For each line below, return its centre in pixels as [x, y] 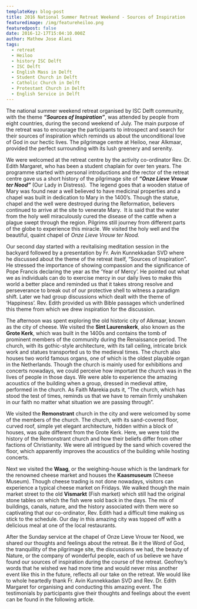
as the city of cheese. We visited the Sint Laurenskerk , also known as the [96, 327]
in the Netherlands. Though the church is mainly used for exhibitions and [94, 364]
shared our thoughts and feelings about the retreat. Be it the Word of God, [96, 543]
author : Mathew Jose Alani [39, 39]
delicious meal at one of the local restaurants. [61, 525]
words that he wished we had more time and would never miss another [92, 568]
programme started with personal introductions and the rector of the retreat [98, 172]
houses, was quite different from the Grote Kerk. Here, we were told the [93, 432]
